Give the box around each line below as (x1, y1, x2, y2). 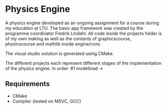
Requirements (5, 80, 50, 88)
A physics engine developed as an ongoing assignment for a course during (5, 20, 160, 26)
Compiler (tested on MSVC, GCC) (12, 98, 81, 104)
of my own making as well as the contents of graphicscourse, (5, 36, 132, 42)
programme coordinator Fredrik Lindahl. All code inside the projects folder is (5, 30, 162, 36)
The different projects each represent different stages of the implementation (5, 60, 162, 66)
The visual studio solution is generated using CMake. (5, 51, 114, 56)
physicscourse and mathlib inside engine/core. (5, 41, 101, 47)
